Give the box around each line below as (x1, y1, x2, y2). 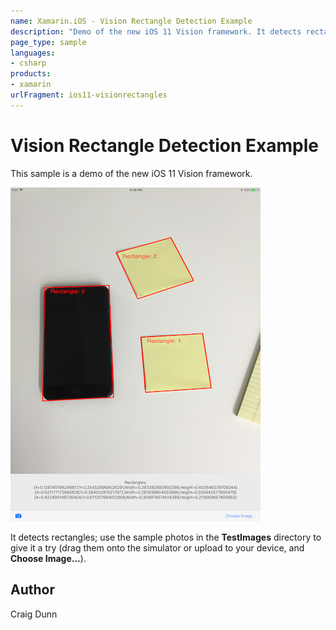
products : (10, 69, 52, 79)
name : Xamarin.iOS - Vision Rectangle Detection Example (10, 16, 253, 26)
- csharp (10, 58, 47, 69)
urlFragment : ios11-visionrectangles (10, 90, 168, 100)
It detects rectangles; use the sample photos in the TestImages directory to (10, 531, 322, 543)
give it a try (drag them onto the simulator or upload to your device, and (10, 541, 305, 554)
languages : (10, 48, 56, 58)
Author (10, 581, 55, 599)
